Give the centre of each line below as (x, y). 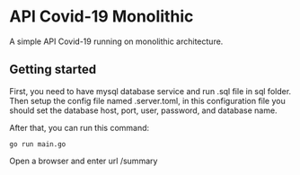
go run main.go (38, 144)
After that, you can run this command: (79, 127)
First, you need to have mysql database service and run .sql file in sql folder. (150, 91)
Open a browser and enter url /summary (84, 161)
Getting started (53, 70)
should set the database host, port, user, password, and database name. (143, 110)
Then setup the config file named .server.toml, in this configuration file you (147, 101)
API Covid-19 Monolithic (101, 17)
